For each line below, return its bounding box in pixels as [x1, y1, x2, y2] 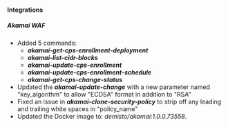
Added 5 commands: [17, 39, 77, 47]
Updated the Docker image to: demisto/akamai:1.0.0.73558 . [17, 112, 187, 120]
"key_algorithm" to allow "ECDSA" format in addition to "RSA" [17, 90, 191, 98]
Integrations [7, 6, 44, 14]
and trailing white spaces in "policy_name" [17, 104, 138, 113]
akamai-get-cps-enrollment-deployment [27, 46, 149, 55]
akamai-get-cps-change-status [27, 75, 123, 84]
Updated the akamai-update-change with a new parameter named [17, 83, 211, 91]
